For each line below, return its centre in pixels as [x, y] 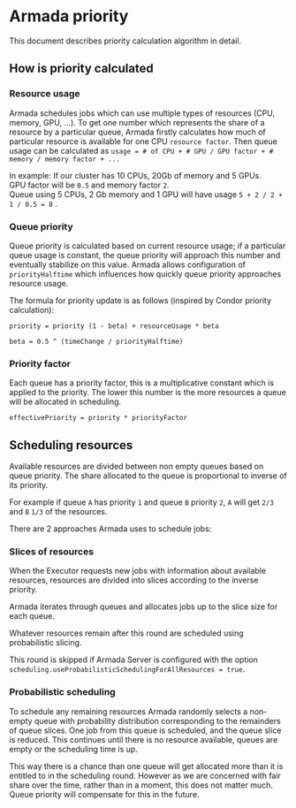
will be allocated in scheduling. [65, 402]
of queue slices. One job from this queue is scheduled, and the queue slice [145, 730]
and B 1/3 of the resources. [58, 512]
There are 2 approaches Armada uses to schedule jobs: [110, 529]
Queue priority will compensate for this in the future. [104, 794]
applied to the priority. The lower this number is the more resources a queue [148, 393]
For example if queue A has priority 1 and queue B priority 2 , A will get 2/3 [141, 502]
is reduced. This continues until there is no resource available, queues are [144, 739]
